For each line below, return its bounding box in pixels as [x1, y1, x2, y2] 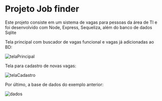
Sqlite [5, 29, 16, 35]
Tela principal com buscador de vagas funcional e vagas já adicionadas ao [5, 39, 154, 44]
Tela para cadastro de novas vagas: [5, 63, 77, 69]
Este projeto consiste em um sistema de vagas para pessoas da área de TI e [5, 19, 158, 25]
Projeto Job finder [5, 3, 80, 14]
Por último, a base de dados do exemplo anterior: [5, 81, 104, 87]
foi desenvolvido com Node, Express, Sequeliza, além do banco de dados [5, 24, 152, 30]
